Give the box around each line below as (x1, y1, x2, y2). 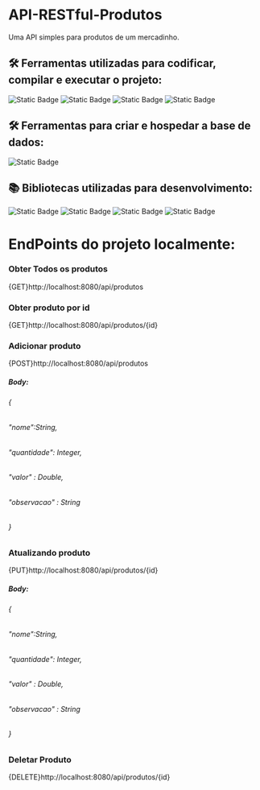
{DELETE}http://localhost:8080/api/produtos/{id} (8, 772, 171, 782)
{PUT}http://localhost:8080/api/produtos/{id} (8, 565, 159, 575)
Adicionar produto (8, 341, 81, 352)
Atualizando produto (8, 548, 91, 559)
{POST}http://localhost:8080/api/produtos (8, 358, 149, 368)
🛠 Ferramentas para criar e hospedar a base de (8, 119, 251, 133)
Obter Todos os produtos (8, 263, 109, 275)
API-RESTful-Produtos (8, 6, 163, 24)
